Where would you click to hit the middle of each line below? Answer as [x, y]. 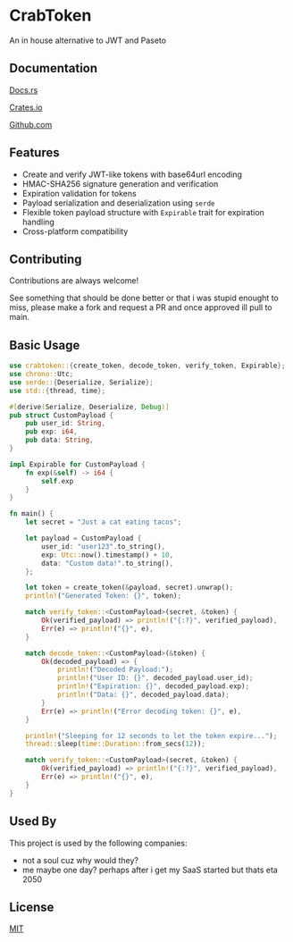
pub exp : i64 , [51, 432]
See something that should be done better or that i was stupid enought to [144, 298]
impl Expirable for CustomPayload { [77, 464]
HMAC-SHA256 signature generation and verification [120, 183]
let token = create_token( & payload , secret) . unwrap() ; [130, 588]
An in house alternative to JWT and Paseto [88, 40]
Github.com [31, 124]
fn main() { [31, 514]
